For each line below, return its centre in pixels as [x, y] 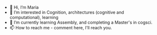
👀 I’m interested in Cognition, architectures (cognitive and [67, 12]
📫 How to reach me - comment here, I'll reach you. [61, 28]
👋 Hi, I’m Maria [24, 7]
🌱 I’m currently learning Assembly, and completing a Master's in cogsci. [81, 22]
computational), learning [34, 17]
